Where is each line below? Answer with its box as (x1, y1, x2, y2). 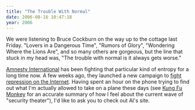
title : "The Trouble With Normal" (6, 8, 91, 15)
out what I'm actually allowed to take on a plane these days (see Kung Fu (6, 85, 183, 92)
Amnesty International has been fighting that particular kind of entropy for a (6, 66, 189, 73)
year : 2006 (6, 19, 33, 25)
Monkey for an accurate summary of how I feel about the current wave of (6, 91, 184, 98)
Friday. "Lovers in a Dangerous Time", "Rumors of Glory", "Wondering (6, 42, 175, 49)
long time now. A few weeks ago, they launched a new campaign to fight (6, 72, 182, 79)
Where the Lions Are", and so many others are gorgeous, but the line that (6, 48, 183, 55)
